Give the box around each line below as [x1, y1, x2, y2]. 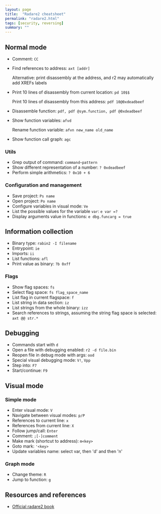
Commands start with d [12, 342, 59, 348]
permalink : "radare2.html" [5, 16, 59, 21]
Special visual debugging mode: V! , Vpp [12, 357, 91, 363]
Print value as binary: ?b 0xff [12, 261, 71, 267]
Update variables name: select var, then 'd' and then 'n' [12, 449, 123, 454]
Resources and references [5, 491, 87, 499]
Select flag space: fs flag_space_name [12, 289, 88, 295]
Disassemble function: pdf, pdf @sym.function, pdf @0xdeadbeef [12, 108, 143, 114]
